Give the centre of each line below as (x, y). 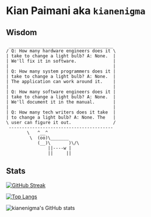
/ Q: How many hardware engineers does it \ (61, 51)
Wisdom (22, 32)
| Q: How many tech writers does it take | (61, 112)
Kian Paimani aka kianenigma (76, 11)
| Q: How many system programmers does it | (61, 71)
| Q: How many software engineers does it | (61, 92)
